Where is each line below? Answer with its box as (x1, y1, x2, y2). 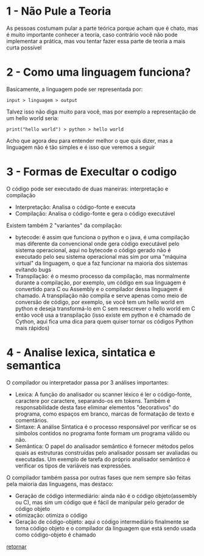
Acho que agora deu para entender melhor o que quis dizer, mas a (6, 137, 173, 144)
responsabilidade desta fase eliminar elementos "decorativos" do (15, 403, 180, 411)
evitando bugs (15, 265, 52, 273)
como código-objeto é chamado (15, 531, 96, 538)
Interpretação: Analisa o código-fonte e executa (15, 203, 136, 211)
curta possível (6, 44, 42, 51)
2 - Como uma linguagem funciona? (6, 65, 191, 79)
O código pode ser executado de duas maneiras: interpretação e (6, 185, 169, 192)
